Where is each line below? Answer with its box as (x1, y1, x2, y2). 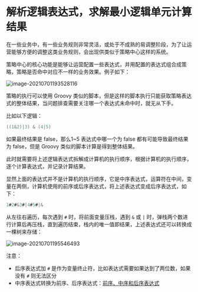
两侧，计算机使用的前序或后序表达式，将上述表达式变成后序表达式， (16, 183, 181, 190)
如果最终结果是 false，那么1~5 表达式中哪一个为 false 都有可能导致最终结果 (6, 135, 189, 142)
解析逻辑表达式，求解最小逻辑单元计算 (6, 5, 193, 19)
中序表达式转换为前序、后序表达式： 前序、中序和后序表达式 (14, 279, 160, 287)
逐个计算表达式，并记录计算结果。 (6, 163, 89, 170)
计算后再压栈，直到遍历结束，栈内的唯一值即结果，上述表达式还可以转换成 (11, 220, 192, 228)
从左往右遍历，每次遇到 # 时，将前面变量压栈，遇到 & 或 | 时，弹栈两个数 (6, 213, 183, 220)
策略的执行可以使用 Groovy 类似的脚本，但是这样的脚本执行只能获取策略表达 (6, 92, 192, 99)
